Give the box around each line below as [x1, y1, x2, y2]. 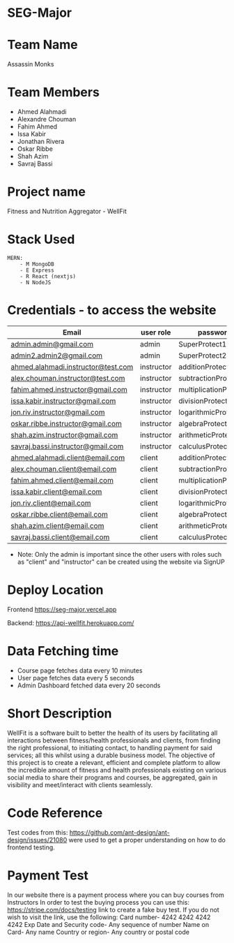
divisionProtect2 [178, 487, 233, 497]
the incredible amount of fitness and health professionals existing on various [7, 766, 227, 774]
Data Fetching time [7, 643, 119, 659]
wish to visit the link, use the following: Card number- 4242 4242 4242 [7, 913, 211, 921]
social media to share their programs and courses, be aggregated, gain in [7, 773, 218, 782]
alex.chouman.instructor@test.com [10, 373, 125, 383]
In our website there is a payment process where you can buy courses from [7, 891, 224, 899]
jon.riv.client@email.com [10, 498, 92, 508]
